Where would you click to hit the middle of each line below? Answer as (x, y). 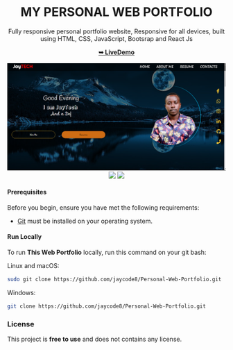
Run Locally (25, 237)
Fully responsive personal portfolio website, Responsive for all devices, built (116, 31)
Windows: (21, 292)
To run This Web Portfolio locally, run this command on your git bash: (107, 252)
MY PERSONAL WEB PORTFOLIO (116, 12)
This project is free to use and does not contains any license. (95, 339)
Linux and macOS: (33, 265)
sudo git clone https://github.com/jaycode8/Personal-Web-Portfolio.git (114, 279)
